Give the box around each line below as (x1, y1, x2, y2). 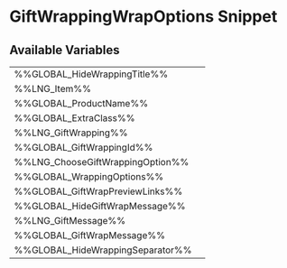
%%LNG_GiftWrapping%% (14, 126, 128, 139)
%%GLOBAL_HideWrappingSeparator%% (14, 244, 192, 256)
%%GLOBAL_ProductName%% (14, 97, 149, 109)
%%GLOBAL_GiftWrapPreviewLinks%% (14, 185, 183, 198)
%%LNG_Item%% (14, 83, 92, 95)
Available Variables (9, 42, 120, 58)
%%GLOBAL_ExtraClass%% (14, 112, 135, 124)
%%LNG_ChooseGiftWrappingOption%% (14, 156, 190, 168)
